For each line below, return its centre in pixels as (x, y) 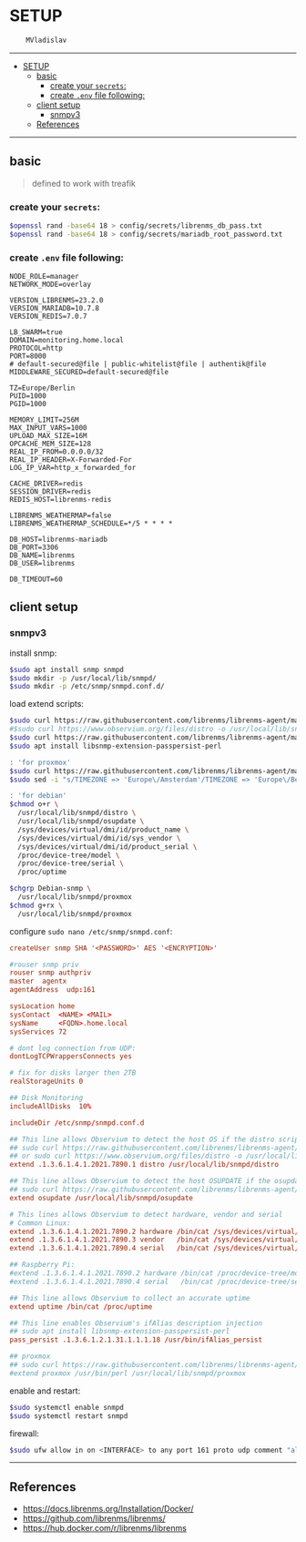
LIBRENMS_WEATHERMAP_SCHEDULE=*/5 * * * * (91, 523)
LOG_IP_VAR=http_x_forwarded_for (73, 467)
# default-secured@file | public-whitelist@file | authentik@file (138, 364)
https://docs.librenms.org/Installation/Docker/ (108, 1509)
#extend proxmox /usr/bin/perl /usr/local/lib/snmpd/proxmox (128, 1373)
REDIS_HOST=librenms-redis (61, 499)
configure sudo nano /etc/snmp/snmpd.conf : (91, 931)
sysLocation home (42, 1006)
